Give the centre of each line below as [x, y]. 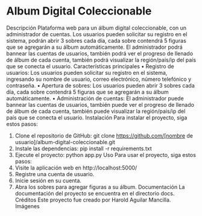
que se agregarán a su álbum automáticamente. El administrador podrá [94, 47]
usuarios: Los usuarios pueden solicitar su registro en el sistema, [87, 72]
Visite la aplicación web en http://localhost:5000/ [76, 168]
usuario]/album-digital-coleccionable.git [65, 142]
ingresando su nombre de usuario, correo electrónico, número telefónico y [99, 79]
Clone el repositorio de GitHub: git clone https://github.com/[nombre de [104, 135]
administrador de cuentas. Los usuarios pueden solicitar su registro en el [97, 34]
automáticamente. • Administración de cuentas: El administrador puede [95, 98]
